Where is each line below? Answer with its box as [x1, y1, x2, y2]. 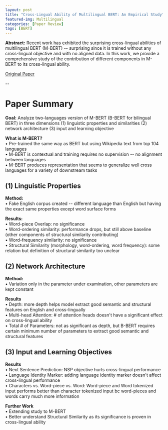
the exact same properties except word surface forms [5, 205, 116, 211]
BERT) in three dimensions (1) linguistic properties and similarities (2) [5, 120, 147, 126]
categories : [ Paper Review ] [5, 21, 64, 27]
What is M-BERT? [5, 135, 42, 141]
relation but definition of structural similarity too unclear [5, 247, 120, 254]
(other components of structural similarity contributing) [5, 232, 118, 238]
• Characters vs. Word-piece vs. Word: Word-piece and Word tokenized [5, 382, 153, 388]
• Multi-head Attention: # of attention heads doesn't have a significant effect [5, 312, 163, 318]
